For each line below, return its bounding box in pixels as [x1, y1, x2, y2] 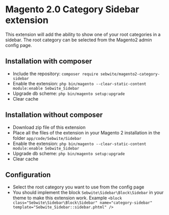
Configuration [5, 170, 51, 179]
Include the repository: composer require [12, 70, 99, 77]
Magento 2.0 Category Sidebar [5, 4, 139, 15]
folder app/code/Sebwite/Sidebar [12, 135, 82, 141]
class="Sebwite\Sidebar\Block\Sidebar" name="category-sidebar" [12, 200, 153, 205]
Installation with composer [5, 57, 92, 66]
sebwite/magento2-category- [100, 71, 160, 77]
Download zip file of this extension [12, 124, 86, 130]
